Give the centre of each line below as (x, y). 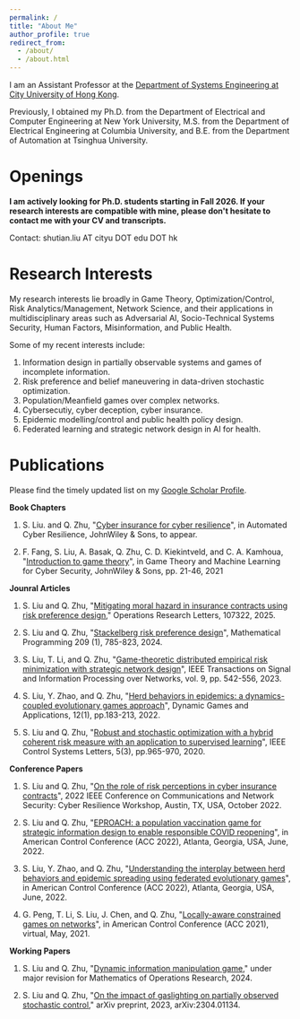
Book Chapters (38, 507)
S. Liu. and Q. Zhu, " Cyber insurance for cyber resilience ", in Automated (154, 525)
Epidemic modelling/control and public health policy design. (133, 419)
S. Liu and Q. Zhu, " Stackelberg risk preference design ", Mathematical (151, 632)
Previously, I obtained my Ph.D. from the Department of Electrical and (137, 112)
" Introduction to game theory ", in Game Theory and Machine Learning (151, 561)
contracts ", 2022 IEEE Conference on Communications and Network (148, 796)
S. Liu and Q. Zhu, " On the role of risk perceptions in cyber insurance (150, 786)
